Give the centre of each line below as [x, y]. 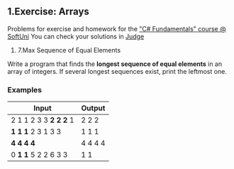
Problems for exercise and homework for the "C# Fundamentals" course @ [117, 28]
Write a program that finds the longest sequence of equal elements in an [115, 64]
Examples [25, 89]
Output [93, 108]
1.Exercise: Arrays [49, 12]
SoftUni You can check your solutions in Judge [76, 36]
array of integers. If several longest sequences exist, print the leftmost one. [117, 71]
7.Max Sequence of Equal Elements [69, 50]
